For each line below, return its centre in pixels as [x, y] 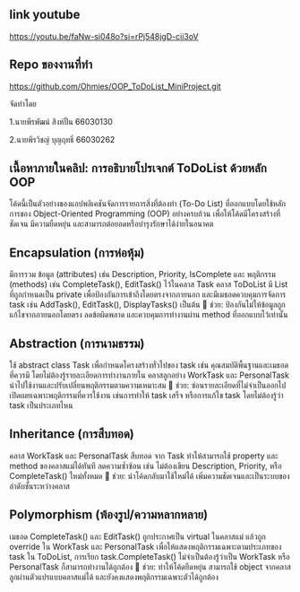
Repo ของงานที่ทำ [51, 65]
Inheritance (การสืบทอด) [72, 434]
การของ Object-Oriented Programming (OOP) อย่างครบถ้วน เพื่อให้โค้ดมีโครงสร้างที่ [145, 213]
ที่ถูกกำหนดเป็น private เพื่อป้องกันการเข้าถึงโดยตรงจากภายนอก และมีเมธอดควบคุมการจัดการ [148, 294]
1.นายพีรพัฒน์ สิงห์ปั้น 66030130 [61, 121]
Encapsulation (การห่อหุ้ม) [77, 252]
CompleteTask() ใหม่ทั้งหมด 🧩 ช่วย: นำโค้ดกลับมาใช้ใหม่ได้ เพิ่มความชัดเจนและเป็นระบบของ [150, 475]
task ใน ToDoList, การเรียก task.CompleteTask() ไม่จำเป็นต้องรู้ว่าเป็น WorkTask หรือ [150, 556]
